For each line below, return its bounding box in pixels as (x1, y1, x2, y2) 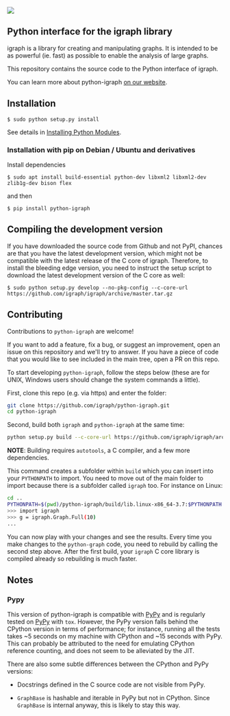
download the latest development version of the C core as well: (7, 271, 186, 279)
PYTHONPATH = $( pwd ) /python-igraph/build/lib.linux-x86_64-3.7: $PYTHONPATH (7, 501, 222, 508)
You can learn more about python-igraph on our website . (7, 77, 168, 86)
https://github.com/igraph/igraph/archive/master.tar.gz (7, 290, 173, 297)
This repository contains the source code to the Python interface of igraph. (7, 64, 218, 73)
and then (7, 192, 32, 200)
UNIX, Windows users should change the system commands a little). (7, 375, 201, 384)
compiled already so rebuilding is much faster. (7, 554, 138, 563)
